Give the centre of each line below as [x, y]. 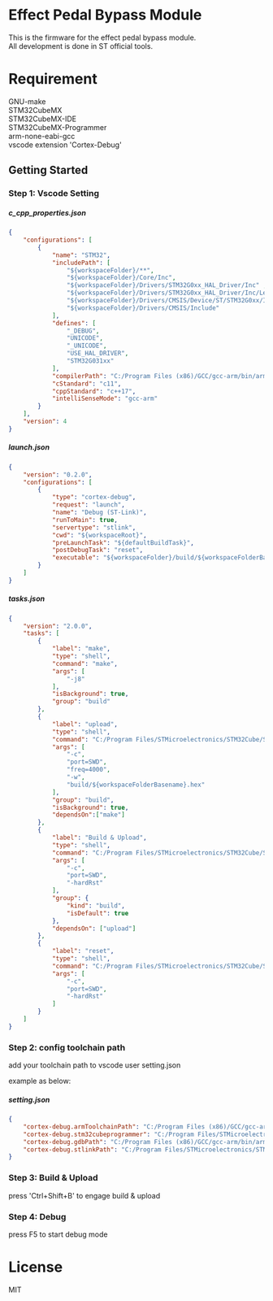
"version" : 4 [45, 422]
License [36, 1267]
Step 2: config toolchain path [67, 1047]
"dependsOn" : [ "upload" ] [94, 929]
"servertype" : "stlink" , [94, 527]
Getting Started [48, 170]
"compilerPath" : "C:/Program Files [112, 376]
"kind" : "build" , [96, 905]
